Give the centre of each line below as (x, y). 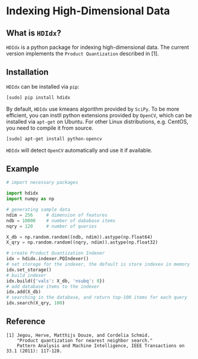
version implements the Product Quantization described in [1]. (83, 54)
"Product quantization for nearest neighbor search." (85, 341)
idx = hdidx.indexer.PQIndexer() (48, 259)
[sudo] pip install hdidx (38, 97)
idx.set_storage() (29, 270)
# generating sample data (38, 210)
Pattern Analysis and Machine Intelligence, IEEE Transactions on (101, 346)
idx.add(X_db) (24, 292)
